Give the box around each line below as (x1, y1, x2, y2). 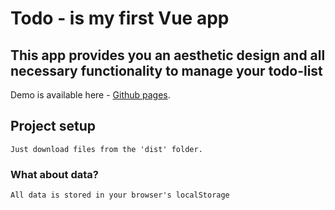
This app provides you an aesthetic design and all (10, 47, 326, 64)
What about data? (10, 167, 99, 181)
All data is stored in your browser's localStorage (10, 190, 230, 201)
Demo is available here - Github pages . (10, 89, 171, 101)
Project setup (10, 118, 97, 135)
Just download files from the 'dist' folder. (10, 144, 203, 154)
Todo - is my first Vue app (10, 7, 230, 30)
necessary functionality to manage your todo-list (10, 62, 323, 79)
